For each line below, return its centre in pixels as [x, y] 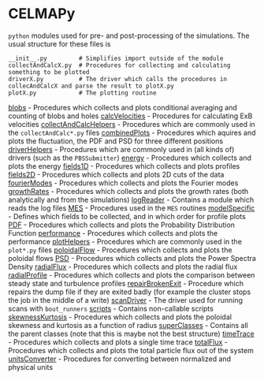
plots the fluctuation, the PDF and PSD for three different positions [115, 141]
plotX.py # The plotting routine [82, 93]
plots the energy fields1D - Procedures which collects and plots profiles [124, 166]
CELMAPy [42, 14]
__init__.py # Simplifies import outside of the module [116, 58]
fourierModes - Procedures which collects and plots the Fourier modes [123, 183]
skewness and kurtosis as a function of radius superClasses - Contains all [128, 325]
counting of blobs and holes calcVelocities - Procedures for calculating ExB [130, 116]
